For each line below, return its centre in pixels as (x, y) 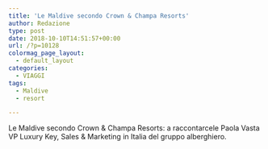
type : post (27, 31)
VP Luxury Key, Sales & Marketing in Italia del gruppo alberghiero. (118, 137)
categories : (28, 68)
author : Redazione (39, 23)
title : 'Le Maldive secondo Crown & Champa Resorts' (99, 16)
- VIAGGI (30, 76)
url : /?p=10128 (34, 46)
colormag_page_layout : (46, 53)
